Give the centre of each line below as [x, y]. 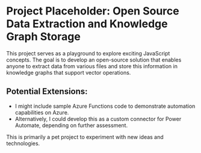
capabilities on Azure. [42, 112]
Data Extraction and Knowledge [87, 24]
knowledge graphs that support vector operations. [69, 72]
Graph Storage [44, 37]
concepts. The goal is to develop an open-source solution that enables [94, 60]
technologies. [23, 143]
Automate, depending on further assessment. [71, 125]
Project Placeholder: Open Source [93, 11]
